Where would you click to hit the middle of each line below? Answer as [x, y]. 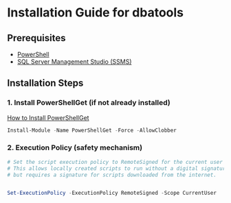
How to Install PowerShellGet [48, 117]
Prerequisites [36, 38]
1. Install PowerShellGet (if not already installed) [89, 103]
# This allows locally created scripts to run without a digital [102, 168]
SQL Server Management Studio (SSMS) [74, 62]
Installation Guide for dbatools [96, 13]
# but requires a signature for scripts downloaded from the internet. [112, 175]
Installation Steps [45, 83]
